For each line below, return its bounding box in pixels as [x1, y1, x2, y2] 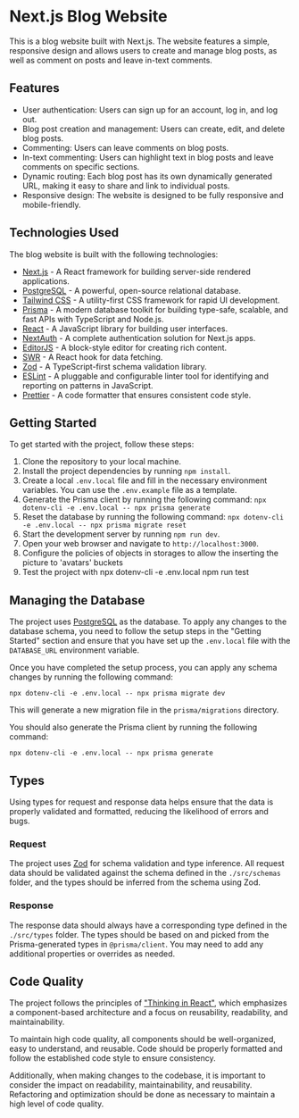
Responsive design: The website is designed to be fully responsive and [21, 189, 284, 200]
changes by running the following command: [9, 672, 174, 682]
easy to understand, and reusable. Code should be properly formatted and [9, 1043, 283, 1055]
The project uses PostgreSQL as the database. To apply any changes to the [9, 616, 287, 627]
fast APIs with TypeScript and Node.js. [21, 313, 164, 324]
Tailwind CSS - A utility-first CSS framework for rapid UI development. [21, 295, 280, 305]
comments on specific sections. [21, 161, 140, 171]
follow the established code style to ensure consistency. [9, 1053, 216, 1064]
